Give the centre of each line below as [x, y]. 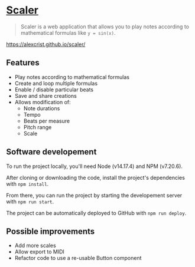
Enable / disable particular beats [54, 90]
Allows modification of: [43, 102]
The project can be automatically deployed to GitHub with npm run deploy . [96, 213]
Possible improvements [51, 231]
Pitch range [38, 127]
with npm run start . [30, 202]
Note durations [42, 108]
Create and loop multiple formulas [56, 83]
